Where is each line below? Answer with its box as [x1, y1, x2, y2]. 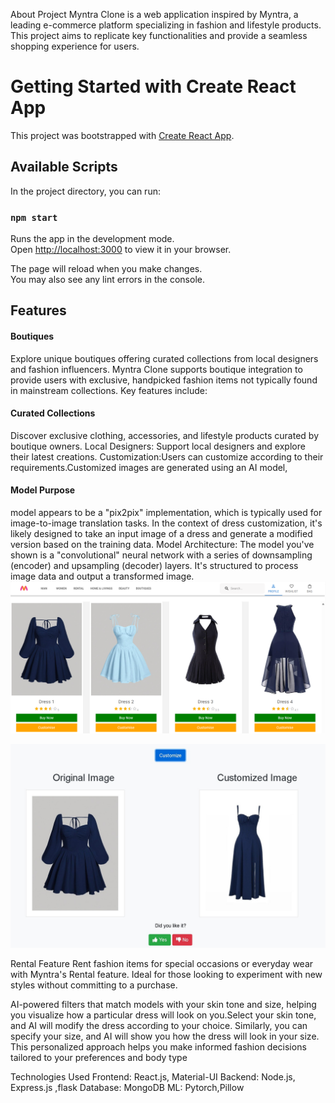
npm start [10, 212, 58, 223]
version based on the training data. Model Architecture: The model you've [10, 539, 315, 551]
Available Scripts [10, 159, 118, 176]
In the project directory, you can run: [10, 185, 161, 197]
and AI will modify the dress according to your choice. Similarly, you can [10, 1019, 308, 1031]
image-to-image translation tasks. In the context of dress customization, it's [10, 517, 323, 529]
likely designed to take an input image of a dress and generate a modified [10, 528, 313, 540]
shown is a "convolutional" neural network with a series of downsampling [10, 549, 313, 561]
